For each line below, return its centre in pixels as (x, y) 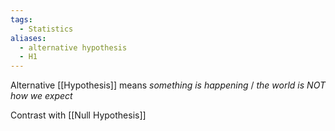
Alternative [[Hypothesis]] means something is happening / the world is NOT (168, 85)
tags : (21, 19)
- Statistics (46, 29)
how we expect (41, 96)
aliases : (28, 38)
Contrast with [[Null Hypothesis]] (78, 115)
